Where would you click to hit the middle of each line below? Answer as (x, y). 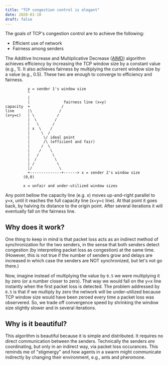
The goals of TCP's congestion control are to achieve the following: (75, 34)
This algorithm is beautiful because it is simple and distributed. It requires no (84, 336)
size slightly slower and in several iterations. (51, 308)
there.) (12, 266)
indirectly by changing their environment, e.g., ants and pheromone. (75, 357)
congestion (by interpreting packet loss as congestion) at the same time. (80, 250)
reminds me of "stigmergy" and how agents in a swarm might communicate (83, 352)
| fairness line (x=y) (67, 102)
